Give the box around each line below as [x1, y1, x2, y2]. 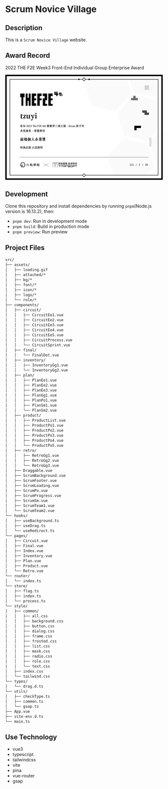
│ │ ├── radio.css [5, 654, 52, 659]
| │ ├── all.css [5, 614, 48, 619]
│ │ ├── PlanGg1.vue [5, 393, 57, 398]
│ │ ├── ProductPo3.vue [5, 433, 64, 438]
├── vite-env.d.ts [5, 714, 43, 719]
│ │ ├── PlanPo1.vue [5, 398, 57, 403]
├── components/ [5, 303, 39, 308]
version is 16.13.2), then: [5, 208, 54, 214]
